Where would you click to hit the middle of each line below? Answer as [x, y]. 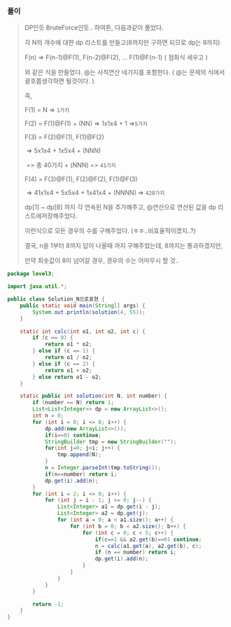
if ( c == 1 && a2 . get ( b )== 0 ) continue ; [148, 539]
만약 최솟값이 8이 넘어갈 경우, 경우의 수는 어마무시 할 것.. [102, 261]
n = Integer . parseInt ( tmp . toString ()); [103, 468]
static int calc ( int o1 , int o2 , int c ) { [83, 331]
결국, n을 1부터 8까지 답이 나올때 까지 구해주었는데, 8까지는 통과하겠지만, [124, 246]
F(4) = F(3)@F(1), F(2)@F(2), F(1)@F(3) [81, 179]
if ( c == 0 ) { [53, 338]
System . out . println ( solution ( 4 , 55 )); [89, 312]
